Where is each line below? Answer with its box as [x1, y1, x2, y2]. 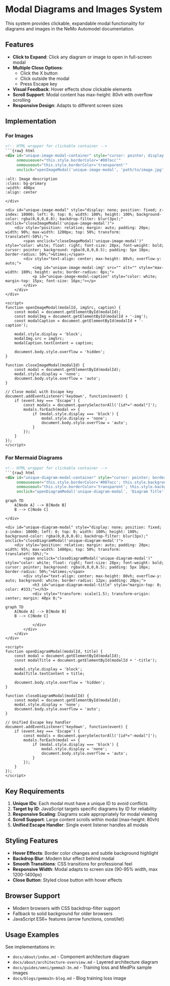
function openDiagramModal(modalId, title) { [5, 649, 103, 654]
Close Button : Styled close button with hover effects [12, 877, 122, 883]
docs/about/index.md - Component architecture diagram [12, 954, 130, 960]
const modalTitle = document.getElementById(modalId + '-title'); [14, 658, 157, 663]
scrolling [12, 97, 31, 103]
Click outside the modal [20, 75, 70, 82]
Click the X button [20, 70, 58, 76]
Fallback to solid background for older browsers [12, 911, 113, 917]
